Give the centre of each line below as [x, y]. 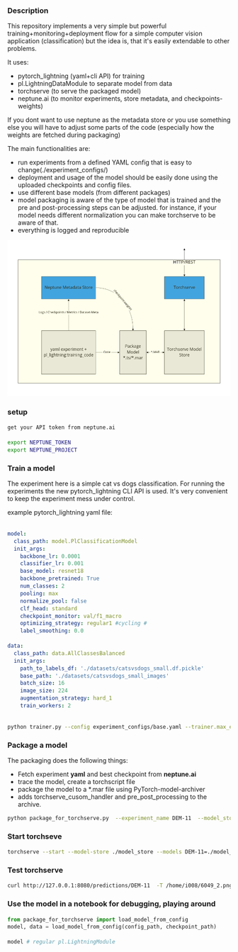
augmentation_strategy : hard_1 [66, 698]
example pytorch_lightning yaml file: [60, 513]
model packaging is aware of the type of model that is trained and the [119, 200]
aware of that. [38, 223]
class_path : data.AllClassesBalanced [69, 653]
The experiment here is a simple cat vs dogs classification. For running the [116, 483]
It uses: [18, 62]
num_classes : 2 [42, 586]
